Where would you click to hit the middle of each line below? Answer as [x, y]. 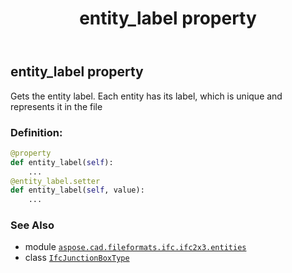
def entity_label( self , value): [77, 190]
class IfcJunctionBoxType [77, 258]
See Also [32, 225]
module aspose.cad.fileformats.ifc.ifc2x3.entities [135, 247]
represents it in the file [56, 106]
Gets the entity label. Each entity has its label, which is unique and [146, 96]
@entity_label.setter [55, 181]
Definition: [36, 132]
